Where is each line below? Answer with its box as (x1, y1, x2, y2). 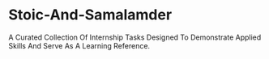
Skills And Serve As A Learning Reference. (8, 40, 151, 50)
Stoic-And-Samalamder (8, 6, 173, 24)
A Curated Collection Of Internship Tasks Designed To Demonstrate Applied (8, 32, 262, 42)
